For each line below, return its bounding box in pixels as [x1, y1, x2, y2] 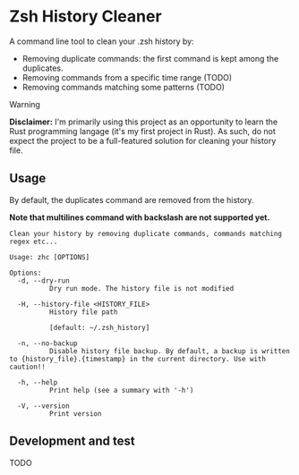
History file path [48, 307, 118, 317]
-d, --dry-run [17, 276, 70, 285]
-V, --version [17, 401, 70, 411]
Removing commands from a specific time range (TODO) [21, 72, 233, 82]
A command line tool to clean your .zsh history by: [9, 36, 194, 47]
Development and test [9, 434, 136, 449]
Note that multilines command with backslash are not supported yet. [9, 212, 270, 223]
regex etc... [9, 237, 58, 246]
